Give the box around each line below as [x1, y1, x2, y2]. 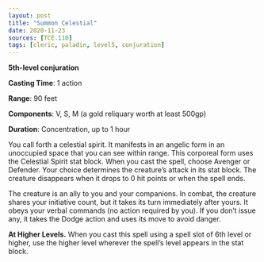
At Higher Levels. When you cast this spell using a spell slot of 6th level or [8, 229, 252, 239]
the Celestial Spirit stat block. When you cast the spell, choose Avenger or [8, 156, 251, 167]
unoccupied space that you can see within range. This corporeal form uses [8, 148, 254, 158]
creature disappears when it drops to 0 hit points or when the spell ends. [8, 174, 246, 183]
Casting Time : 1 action [8, 79, 82, 88]
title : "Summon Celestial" [8, 19, 98, 27]
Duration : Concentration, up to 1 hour [8, 125, 131, 134]
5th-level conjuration [8, 63, 79, 72]
